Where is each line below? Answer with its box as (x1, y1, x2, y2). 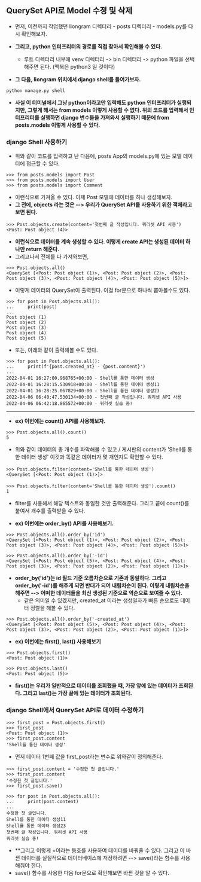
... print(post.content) (6, 799, 79, 805)
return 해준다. (26, 246, 60, 253)
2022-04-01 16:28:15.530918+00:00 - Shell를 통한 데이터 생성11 (6, 382, 160, 387)
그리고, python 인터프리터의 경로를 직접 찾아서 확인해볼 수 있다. (14, 42, 163, 50)
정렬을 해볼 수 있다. (30, 605, 75, 612)
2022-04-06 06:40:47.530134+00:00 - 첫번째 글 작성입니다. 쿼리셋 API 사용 (6, 394, 182, 401)
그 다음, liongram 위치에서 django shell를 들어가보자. (14, 75, 141, 83)
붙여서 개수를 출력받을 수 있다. (14, 507, 86, 514)
